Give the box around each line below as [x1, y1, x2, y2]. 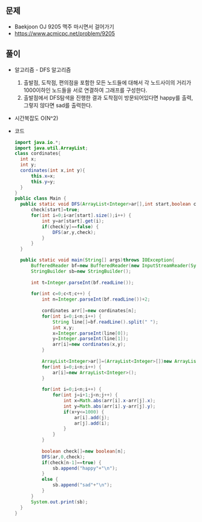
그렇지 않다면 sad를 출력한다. [23, 102, 93, 109]
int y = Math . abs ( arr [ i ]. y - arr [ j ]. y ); [63, 403, 156, 409]
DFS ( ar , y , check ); [53, 229, 96, 235]
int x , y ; [53, 324, 75, 331]
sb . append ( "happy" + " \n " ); [53, 465, 118, 471]
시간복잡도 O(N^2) [14, 114, 59, 122]
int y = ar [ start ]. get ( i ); [41, 218, 105, 224]
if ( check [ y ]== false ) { [41, 223, 99, 230]
